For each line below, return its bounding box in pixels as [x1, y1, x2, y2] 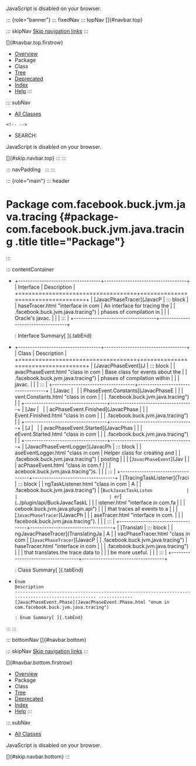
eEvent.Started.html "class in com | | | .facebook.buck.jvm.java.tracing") [14, 430, 189, 437]
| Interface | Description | [14, 283, 75, 290]
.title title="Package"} [15, 235, 126, 248]
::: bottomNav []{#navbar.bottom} [6, 636, 87, 643]
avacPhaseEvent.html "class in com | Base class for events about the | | [14, 368, 187, 375]
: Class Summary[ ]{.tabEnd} [14, 566, 84, 573]
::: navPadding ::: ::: [6, 166, 56, 173]
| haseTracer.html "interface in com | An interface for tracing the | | [14, 302, 176, 309]
